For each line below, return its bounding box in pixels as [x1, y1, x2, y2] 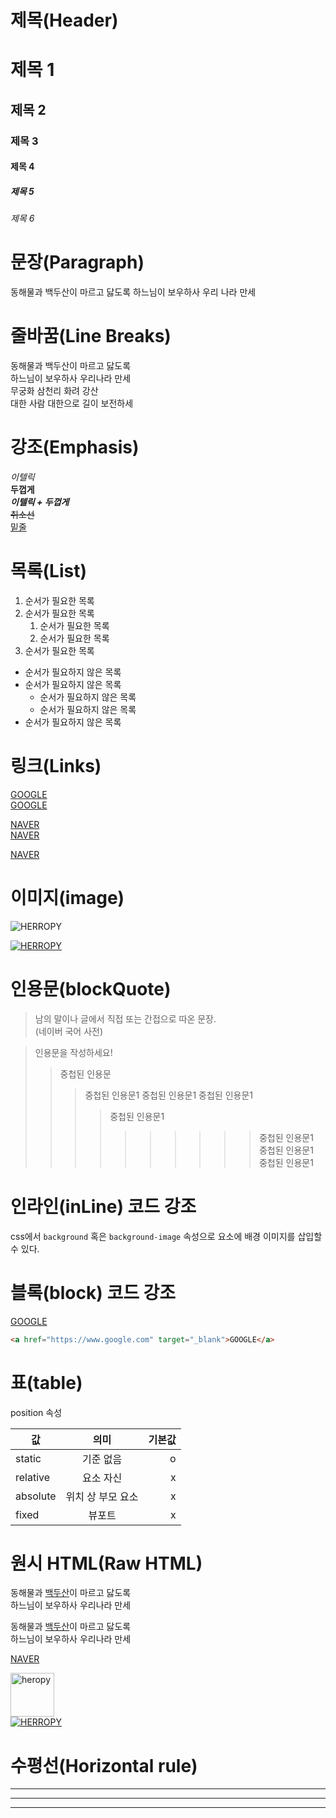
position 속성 [10, 1406, 63, 1418]
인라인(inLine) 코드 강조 [10, 1196, 197, 1218]
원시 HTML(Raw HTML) [10, 1552, 203, 1575]
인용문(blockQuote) [10, 978, 172, 1001]
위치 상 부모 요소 [65, 1489, 139, 1503]
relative [15, 1470, 51, 1484]
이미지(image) [10, 887, 125, 910]
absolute [15, 1489, 57, 1503]
